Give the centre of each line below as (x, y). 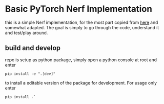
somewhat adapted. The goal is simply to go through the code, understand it (82, 27)
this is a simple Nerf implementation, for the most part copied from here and (82, 22)
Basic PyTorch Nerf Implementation (79, 9)
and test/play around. (27, 33)
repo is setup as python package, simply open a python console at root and (81, 60)
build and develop (33, 48)
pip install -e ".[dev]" (30, 74)
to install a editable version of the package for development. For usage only (81, 83)
